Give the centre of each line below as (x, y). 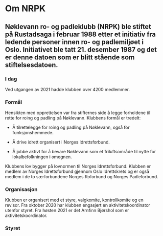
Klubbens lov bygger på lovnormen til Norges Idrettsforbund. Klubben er (78, 166)
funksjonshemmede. (33, 133)
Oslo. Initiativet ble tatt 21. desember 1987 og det (81, 49)
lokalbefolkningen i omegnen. (42, 157)
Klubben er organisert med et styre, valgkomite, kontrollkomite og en (74, 200)
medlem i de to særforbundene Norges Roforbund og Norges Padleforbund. (81, 177)
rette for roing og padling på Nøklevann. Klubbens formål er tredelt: (73, 118)
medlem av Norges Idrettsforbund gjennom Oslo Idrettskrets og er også (77, 171)
